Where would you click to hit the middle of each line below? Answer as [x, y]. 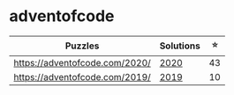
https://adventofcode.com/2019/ [83, 77]
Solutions [180, 46]
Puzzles [82, 46]
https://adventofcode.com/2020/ [83, 62]
